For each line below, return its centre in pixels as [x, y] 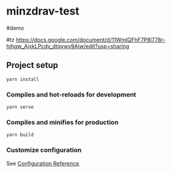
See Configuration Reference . [43, 163]
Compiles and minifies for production [62, 122]
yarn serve [20, 107]
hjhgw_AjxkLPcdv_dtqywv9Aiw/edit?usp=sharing [68, 46]
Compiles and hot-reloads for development [71, 94]
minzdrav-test [43, 11]
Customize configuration [44, 150]
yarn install [23, 79]
